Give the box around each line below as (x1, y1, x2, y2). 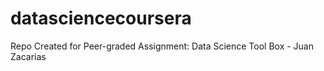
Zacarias (10, 50, 47, 62)
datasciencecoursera (10, 7, 192, 30)
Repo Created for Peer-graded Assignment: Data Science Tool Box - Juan (10, 40, 315, 52)
